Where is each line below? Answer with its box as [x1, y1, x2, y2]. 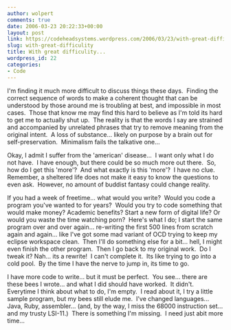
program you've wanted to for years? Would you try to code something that [7, 201, 222, 209]
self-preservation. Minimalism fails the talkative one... [7, 137, 160, 146]
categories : [7, 61, 41, 68]
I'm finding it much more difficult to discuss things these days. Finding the [7, 87, 219, 95]
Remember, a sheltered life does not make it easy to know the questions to [7, 173, 219, 181]
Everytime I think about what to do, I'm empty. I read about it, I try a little [7, 287, 213, 296]
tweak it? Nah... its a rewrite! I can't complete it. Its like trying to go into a [7, 252, 217, 260]
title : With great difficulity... [7, 49, 107, 56]
